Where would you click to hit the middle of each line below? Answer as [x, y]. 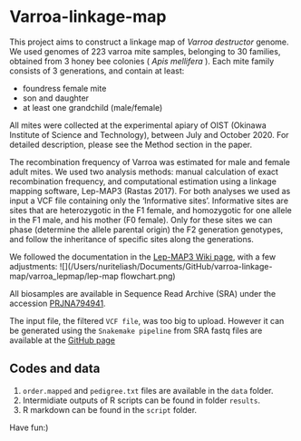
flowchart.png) [148, 276]
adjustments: [34, 266]
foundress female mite [64, 88]
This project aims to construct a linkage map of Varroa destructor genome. [149, 42]
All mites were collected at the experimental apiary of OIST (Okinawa [138, 125]
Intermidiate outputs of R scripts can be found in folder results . [141, 400]
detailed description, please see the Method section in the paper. [131, 144]
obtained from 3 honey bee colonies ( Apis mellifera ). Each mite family [142, 61]
